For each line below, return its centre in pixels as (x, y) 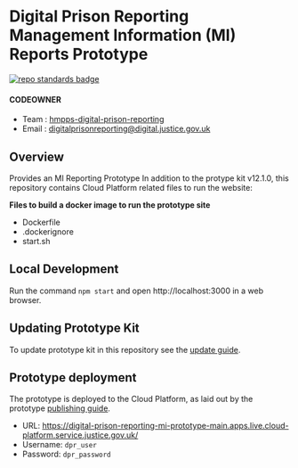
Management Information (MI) (123, 35)
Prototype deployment (73, 378)
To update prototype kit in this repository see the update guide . (125, 349)
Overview (37, 156)
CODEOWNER (36, 99)
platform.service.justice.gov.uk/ (80, 435)
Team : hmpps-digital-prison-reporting (93, 119)
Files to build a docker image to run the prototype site (110, 205)
